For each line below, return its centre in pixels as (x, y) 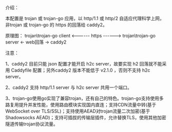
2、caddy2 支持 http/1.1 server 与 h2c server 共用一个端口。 (69, 87)
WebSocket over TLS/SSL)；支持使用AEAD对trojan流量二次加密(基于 (78, 111)
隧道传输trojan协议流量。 (32, 124)
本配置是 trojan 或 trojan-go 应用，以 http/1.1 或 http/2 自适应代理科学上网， (85, 18)
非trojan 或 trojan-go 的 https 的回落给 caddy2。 (56, 25)
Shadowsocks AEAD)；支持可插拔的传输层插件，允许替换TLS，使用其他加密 (86, 117)
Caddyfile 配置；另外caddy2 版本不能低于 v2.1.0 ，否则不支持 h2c (81, 70)
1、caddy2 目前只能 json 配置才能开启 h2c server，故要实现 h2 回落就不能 (84, 64)
